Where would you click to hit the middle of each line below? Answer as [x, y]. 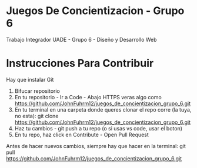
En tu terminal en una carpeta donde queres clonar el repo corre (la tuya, [103, 109]
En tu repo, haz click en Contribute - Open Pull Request [81, 135]
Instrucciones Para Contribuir [80, 63]
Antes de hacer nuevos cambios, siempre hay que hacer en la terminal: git [96, 146]
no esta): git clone [36, 116]
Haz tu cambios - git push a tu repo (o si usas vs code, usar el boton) [98, 128]
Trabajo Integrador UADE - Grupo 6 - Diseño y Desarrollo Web [81, 39]
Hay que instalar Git [30, 79]
